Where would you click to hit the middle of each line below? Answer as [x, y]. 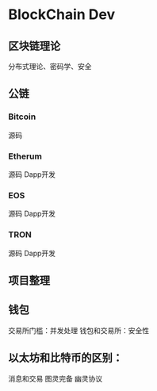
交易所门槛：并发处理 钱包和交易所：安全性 [78, 330]
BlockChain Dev [62, 15]
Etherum [25, 156]
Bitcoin [22, 117]
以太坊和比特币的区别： [65, 358]
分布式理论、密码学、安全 [50, 66]
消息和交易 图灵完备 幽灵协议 [56, 378]
